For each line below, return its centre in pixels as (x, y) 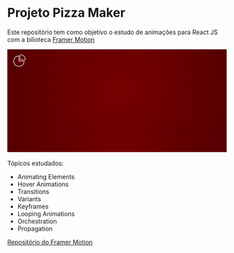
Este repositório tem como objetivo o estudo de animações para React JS (112, 32)
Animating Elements (46, 176)
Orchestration (37, 221)
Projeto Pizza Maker (66, 13)
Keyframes (33, 206)
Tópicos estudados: (36, 163)
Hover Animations (43, 184)
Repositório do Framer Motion (50, 242)
